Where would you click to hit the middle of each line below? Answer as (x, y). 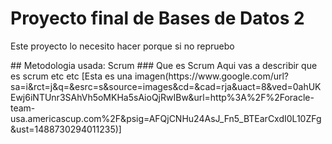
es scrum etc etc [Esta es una (71, 76)
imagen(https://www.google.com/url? (212, 76)
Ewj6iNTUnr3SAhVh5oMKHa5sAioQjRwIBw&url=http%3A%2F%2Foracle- (162, 97)
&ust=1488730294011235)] (66, 129)
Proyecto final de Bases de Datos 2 (157, 18)
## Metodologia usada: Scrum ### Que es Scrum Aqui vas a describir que (164, 65)
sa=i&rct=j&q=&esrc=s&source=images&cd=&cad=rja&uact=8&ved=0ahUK (166, 86)
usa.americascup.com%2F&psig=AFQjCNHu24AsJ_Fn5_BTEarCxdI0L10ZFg (166, 118)
